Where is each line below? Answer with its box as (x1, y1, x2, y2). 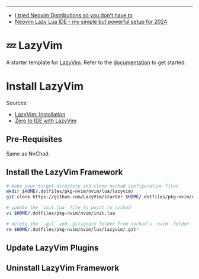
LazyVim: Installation (14, 110, 66, 118)
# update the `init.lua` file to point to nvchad (6, 205, 131, 211)
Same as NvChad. (6, 150, 50, 157)
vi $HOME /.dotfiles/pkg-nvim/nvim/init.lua (6, 210, 115, 216)
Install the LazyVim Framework (6, 167, 123, 177)
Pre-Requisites (6, 134, 63, 144)
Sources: (6, 99, 28, 106)
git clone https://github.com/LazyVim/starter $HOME (6, 194, 139, 200)
